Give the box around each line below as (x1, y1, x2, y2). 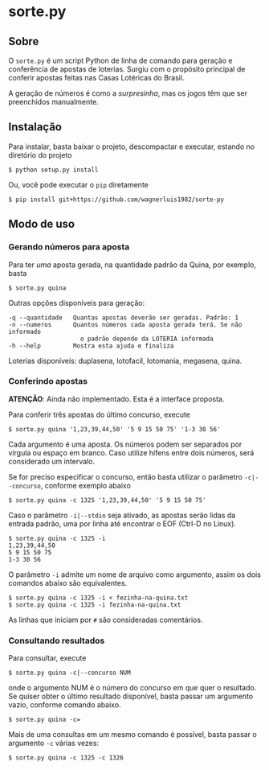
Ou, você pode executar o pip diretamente (8, 179, 149, 189)
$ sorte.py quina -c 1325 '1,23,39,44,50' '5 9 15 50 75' (8, 496, 206, 504)
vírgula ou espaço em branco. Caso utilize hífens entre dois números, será (8, 447, 255, 457)
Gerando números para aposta (8, 241, 130, 253)
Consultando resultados (8, 635, 105, 646)
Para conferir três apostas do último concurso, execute (8, 410, 191, 419)
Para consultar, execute (8, 653, 87, 663)
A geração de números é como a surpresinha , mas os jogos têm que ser (8, 89, 247, 98)
